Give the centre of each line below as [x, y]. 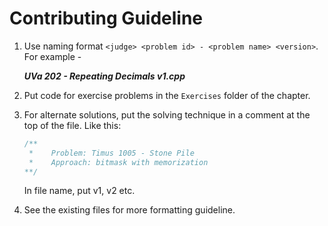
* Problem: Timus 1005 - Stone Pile [111, 153]
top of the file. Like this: [72, 125]
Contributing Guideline [106, 18]
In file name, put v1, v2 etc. [79, 191]
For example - [52, 56]
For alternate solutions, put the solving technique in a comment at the [167, 114]
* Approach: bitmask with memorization [118, 162]
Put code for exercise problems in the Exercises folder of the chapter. [167, 95]
